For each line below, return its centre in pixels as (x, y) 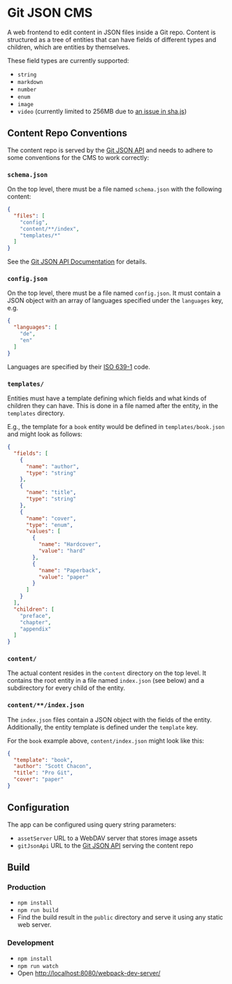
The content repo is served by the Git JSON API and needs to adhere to (110, 150)
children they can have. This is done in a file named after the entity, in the (113, 406)
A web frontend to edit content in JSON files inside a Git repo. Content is (111, 32)
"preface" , (36, 616)
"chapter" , (36, 622)
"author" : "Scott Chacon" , (53, 767)
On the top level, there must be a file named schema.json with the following (115, 189)
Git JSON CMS (50, 13)
